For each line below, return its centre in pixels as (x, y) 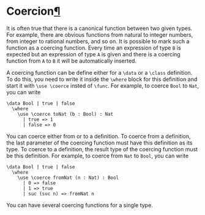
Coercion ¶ (33, 11)
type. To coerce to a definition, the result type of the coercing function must (102, 149)
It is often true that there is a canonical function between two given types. (99, 28)
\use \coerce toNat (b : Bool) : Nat (65, 114)
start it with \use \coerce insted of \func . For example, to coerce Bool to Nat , (103, 85)
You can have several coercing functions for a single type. (80, 205)
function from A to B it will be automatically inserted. (71, 61)
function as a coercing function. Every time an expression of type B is (94, 48)
